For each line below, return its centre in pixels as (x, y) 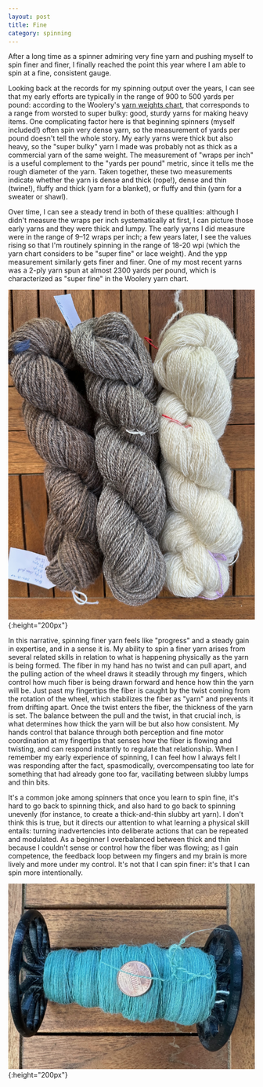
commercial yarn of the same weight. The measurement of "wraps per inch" (131, 155)
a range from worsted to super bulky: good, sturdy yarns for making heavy (128, 113)
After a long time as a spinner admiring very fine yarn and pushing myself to (131, 57)
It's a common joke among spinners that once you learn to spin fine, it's (123, 798)
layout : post (29, 16)
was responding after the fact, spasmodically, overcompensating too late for (131, 766)
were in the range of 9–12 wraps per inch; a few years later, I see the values (130, 237)
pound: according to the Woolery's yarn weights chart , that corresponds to (129, 105)
